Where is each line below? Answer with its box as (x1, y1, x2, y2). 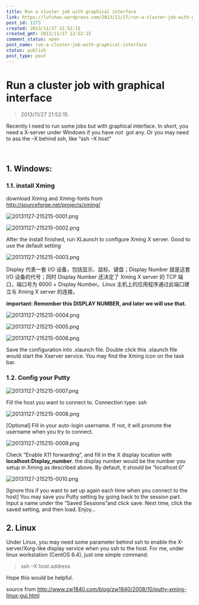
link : (6, 14, 20, 20)
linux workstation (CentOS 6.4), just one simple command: (6, 551, 149, 559)
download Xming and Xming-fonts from (6, 195, 102, 202)
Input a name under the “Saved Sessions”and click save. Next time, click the (6, 499, 192, 506)
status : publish (6, 48, 46, 53)
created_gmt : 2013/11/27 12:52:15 (6, 31, 92, 37)
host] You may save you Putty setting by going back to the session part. (6, 493, 182, 500)
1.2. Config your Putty (6, 374, 70, 382)
